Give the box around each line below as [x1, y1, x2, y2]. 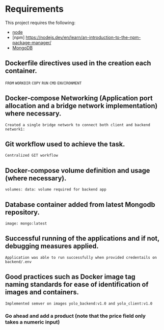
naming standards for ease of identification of [5, 280, 149, 289]
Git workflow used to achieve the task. [5, 140, 125, 148]
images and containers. [5, 288, 79, 297]
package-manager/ [12, 39, 52, 45]
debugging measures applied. [5, 242, 99, 250]
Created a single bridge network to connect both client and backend [5, 122, 151, 127]
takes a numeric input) [5, 318, 60, 325]
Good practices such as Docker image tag [5, 273, 136, 281]
